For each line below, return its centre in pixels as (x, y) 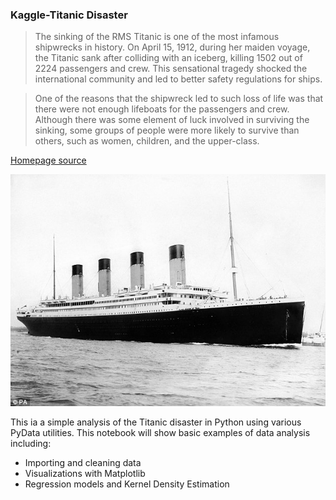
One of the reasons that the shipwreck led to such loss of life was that (179, 99)
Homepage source (48, 160)
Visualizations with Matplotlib (85, 473)
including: (31, 443)
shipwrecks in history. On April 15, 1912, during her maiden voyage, (172, 47)
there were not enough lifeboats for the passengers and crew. (162, 109)
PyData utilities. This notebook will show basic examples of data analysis (160, 432)
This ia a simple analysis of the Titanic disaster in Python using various (156, 422)
